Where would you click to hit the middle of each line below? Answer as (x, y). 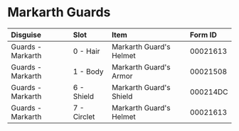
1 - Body (88, 72)
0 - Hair (86, 51)
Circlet (84, 116)
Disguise (26, 35)
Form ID (203, 35)
